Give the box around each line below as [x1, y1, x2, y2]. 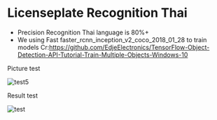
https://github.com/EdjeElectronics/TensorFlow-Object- [48, 43, 210, 51]
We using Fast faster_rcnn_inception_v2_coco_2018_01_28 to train [17, 35, 207, 44]
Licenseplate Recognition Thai [7, 5, 188, 21]
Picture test [7, 64, 41, 72]
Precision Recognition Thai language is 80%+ [17, 28, 149, 36]
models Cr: [17, 43, 50, 51]
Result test [7, 91, 38, 100]
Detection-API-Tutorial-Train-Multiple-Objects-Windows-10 [17, 51, 188, 59]
